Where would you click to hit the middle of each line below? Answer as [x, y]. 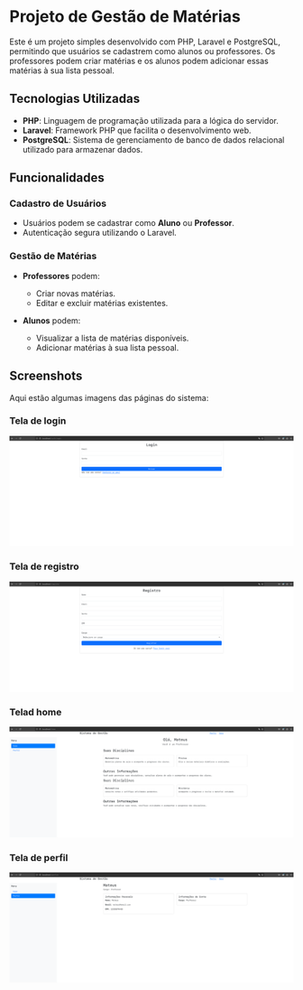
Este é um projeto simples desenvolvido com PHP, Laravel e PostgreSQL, [145, 42]
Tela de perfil [39, 857]
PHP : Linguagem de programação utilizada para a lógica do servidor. [151, 120]
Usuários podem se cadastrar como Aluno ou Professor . [128, 223]
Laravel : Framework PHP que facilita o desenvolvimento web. [137, 130]
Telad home [36, 712]
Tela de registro [44, 566]
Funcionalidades [57, 178]
